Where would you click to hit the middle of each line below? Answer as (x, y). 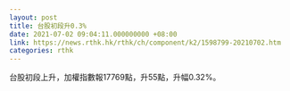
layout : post (33, 17)
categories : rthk (41, 51)
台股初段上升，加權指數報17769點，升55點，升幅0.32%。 (115, 78)
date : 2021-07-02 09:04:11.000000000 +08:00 (93, 34)
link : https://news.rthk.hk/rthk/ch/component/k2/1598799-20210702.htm (145, 42)
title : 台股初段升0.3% (48, 26)
